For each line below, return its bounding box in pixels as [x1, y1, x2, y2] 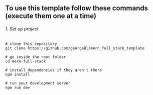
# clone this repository [5, 41, 57, 46]
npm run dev [5, 85, 30, 90]
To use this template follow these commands [5, 4, 148, 12]
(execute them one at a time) [5, 12, 97, 20]
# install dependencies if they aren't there [5, 67, 102, 72]
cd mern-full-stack [5, 58, 46, 64]
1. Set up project [5, 25, 39, 31]
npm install [5, 72, 30, 77]
